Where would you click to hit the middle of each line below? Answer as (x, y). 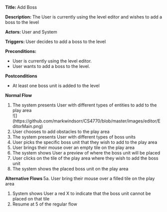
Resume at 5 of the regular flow (45, 204)
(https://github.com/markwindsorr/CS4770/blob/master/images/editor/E (86, 121)
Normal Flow (19, 95)
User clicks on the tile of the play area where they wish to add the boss (85, 158)
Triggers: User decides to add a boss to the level (56, 41)
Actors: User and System (31, 32)
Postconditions (21, 76)
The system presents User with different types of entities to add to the (84, 105)
